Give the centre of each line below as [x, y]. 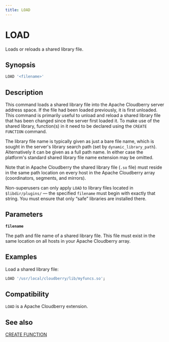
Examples [21, 257]
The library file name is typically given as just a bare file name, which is [80, 141]
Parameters [24, 215]
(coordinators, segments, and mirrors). [46, 178]
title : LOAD [18, 10]
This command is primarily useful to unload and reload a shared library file [83, 116]
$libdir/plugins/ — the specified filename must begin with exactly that [80, 194]
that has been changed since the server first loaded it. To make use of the [82, 121]
